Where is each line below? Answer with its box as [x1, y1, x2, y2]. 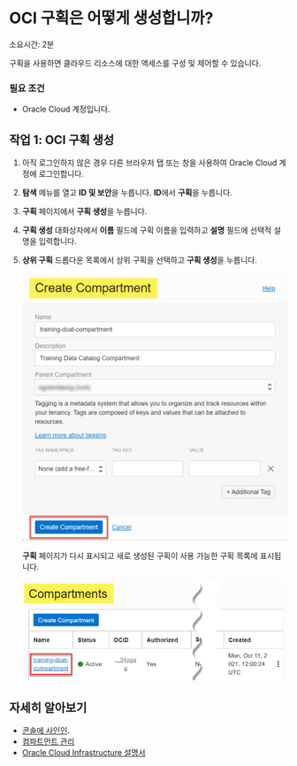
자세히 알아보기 [9, 700, 88, 715]
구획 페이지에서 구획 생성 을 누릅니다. [21, 206, 148, 217]
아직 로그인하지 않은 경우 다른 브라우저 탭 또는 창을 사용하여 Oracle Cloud [21, 157, 278, 168]
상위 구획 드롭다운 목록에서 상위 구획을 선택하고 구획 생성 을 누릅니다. [21, 255, 258, 265]
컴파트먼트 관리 [21, 736, 75, 747]
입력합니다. [38, 236, 77, 247]
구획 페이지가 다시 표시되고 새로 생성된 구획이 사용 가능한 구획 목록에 [21, 550, 258, 562]
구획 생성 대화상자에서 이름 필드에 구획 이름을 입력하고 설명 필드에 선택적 [21, 225, 272, 235]
